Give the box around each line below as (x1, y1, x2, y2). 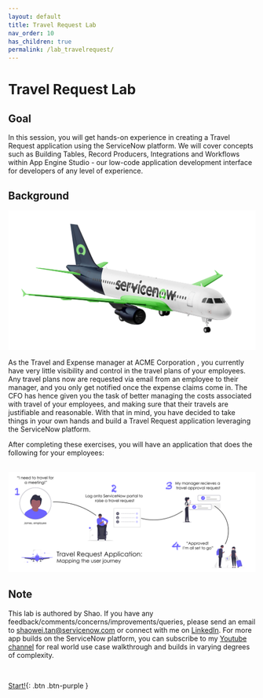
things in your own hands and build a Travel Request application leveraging (8, 416, 251, 425)
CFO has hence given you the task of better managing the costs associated (8, 391, 252, 400)
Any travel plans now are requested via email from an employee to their (8, 374, 239, 384)
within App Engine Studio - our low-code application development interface (8, 158, 253, 167)
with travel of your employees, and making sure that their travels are (8, 399, 229, 409)
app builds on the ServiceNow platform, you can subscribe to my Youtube (8, 634, 247, 643)
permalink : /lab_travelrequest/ (8, 46, 114, 54)
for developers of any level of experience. (8, 166, 144, 176)
